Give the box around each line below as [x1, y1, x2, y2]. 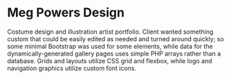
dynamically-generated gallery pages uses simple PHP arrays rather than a [7, 49, 221, 58]
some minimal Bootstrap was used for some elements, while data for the [7, 42, 213, 50]
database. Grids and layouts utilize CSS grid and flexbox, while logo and [7, 56, 212, 65]
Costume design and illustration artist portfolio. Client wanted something [7, 27, 214, 36]
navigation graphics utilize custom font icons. [7, 64, 137, 72]
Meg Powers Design [7, 5, 124, 21]
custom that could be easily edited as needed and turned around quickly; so [7, 34, 225, 43]
